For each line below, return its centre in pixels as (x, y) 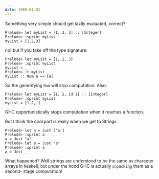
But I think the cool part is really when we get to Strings (61, 121)
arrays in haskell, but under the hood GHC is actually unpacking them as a (79, 166)
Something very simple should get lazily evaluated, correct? (65, 23)
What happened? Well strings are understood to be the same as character (79, 161)
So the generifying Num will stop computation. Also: (56, 85)
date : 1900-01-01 (23, 10)
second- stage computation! (34, 171)
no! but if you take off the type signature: (46, 50)
